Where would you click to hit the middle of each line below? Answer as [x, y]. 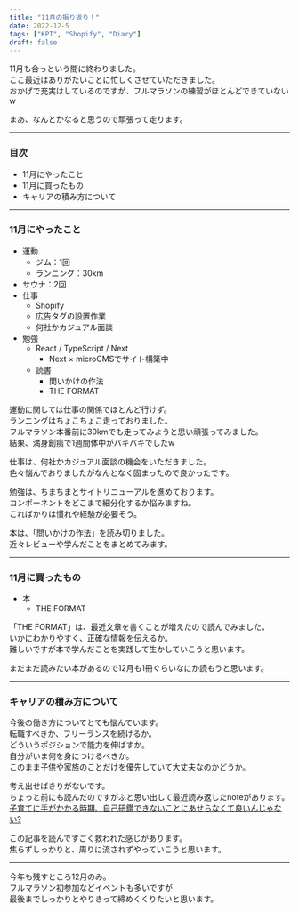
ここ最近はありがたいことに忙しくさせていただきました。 [114, 80]
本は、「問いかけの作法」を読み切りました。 [89, 533]
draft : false [33, 42]
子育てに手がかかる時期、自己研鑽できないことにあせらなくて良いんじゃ [141, 808]
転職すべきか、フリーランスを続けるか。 [83, 734]
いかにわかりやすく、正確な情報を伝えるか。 [91, 638]
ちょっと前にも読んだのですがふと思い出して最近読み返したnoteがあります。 [149, 797]
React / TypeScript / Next [82, 348]
